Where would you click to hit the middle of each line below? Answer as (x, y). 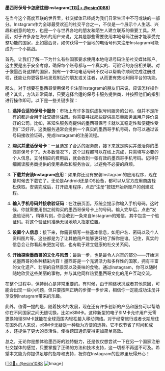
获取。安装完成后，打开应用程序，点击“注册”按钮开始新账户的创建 (83, 187)
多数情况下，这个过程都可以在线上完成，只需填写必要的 (102, 152)
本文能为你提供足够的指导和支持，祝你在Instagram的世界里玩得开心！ (80, 354)
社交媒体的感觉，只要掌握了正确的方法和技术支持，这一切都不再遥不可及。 (80, 347)
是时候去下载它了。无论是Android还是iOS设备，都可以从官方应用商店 (82, 181)
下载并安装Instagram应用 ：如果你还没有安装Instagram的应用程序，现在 (84, 174)
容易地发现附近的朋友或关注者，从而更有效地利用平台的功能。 (97, 78)
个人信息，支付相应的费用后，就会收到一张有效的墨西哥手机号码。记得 (83, 158)
